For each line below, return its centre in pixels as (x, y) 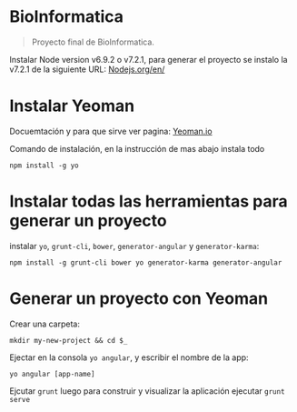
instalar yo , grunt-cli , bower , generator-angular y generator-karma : (134, 246)
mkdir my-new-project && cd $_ (69, 340)
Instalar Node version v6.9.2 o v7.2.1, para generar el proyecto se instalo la (148, 59)
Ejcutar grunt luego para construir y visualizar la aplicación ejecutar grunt (147, 391)
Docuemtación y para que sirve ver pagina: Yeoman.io (111, 131)
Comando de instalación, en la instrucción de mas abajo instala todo (137, 148)
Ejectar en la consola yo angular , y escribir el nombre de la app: (129, 357)
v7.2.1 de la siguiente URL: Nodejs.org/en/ (87, 69)
